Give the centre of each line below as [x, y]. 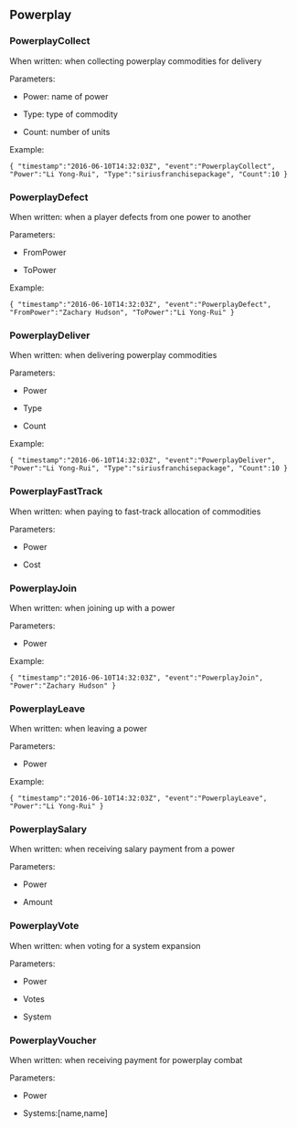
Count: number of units [66, 132]
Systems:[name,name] [65, 1113]
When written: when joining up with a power [92, 607]
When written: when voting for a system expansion [105, 945]
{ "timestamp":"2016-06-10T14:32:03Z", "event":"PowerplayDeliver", [143, 460]
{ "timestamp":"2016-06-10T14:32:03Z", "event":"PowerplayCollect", [143, 166]
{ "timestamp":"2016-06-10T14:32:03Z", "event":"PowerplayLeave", [138, 798]
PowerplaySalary [48, 829]
